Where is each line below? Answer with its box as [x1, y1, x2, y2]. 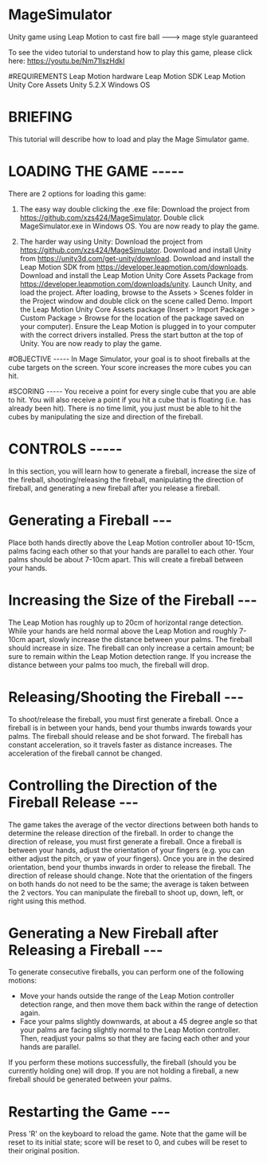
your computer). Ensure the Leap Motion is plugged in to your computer [19, 321, 257, 331]
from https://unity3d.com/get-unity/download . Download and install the [19, 253, 255, 263]
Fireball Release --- [8, 793, 139, 812]
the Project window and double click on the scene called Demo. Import [19, 296, 253, 305]
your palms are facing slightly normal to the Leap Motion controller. [19, 1025, 241, 1035]
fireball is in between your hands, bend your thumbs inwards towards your [8, 723, 253, 732]
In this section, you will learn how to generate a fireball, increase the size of [8, 466, 257, 476]
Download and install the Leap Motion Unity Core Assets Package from [19, 270, 253, 280]
